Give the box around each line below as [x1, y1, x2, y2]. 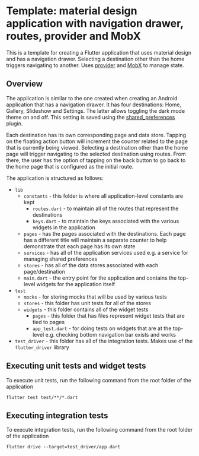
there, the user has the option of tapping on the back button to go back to [6, 156, 186, 164]
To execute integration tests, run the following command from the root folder [6, 426, 193, 433]
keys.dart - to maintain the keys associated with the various [32, 217, 179, 224]
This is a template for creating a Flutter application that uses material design [6, 49, 192, 56]
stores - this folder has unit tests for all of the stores [23, 299, 151, 306]
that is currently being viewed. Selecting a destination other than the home [6, 144, 188, 151]
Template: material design [6, 4, 137, 18]
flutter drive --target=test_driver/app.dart [6, 444, 120, 450]
